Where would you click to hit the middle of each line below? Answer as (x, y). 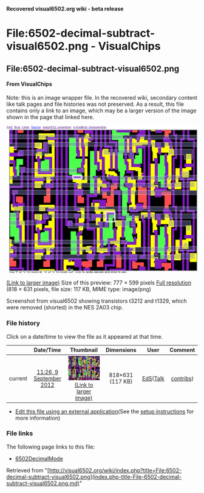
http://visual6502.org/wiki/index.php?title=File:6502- (115, 470)
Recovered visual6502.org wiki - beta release (65, 9)
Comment (182, 350)
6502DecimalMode (39, 458)
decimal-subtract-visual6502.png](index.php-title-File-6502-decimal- (94, 477)
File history (23, 323)
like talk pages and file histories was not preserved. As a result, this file (95, 104)
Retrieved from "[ (28, 470)
